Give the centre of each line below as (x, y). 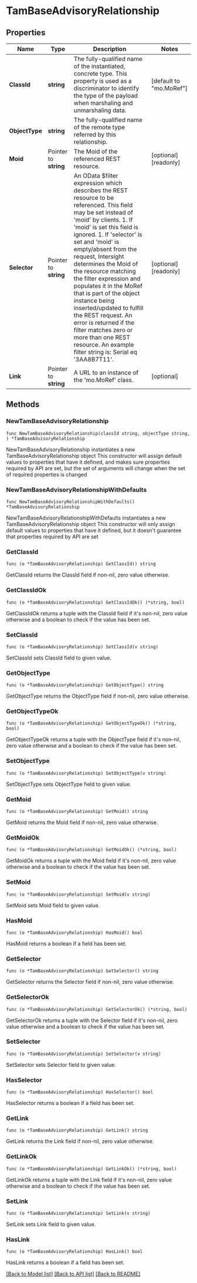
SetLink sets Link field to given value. (51, 1224)
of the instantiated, (99, 66)
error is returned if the (104, 323)
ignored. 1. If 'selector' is (108, 235)
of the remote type (99, 127)
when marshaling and (103, 103)
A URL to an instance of (106, 373)
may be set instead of (103, 212)
